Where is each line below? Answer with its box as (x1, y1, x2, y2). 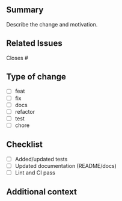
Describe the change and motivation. (6, 20, 98, 28)
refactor (14, 108, 35, 115)
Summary (6, 5, 44, 15)
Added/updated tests (14, 155, 68, 162)
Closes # (6, 54, 28, 61)
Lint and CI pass (14, 169, 55, 176)
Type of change (6, 72, 66, 82)
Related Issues (6, 39, 63, 49)
